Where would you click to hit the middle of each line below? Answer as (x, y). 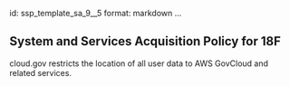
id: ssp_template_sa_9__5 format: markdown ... (96, 13)
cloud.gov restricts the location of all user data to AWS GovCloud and (139, 63)
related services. (41, 72)
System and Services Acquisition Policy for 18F (145, 41)
